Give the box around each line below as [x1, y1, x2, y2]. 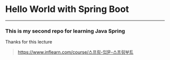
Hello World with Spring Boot [5, 3, 129, 15]
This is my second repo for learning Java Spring [5, 27, 125, 34]
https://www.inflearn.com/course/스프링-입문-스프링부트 [17, 49, 134, 55]
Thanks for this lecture [5, 39, 53, 45]
